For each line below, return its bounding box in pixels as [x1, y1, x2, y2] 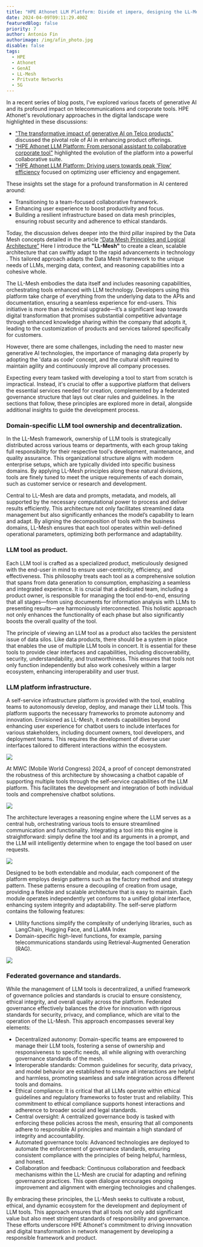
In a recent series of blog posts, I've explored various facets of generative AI [6, 99, 197, 106]
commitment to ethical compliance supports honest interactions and [14, 1100, 185, 1108]
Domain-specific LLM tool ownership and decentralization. [6, 421, 182, 430]
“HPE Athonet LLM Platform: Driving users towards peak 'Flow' [14, 162, 172, 169]
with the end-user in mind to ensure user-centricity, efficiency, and [6, 566, 173, 573]
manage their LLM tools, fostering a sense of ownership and [14, 1042, 165, 1049]
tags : [6, 48, 20, 55]
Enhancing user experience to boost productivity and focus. [14, 205, 164, 212]
